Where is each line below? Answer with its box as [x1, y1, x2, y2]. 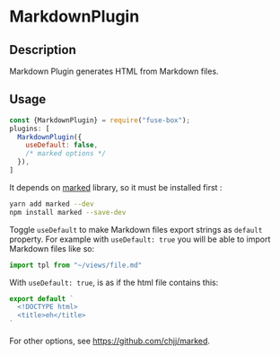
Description [9, 42, 76, 58]
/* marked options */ [25, 149, 106, 158]
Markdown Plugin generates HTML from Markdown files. [9, 66, 219, 76]
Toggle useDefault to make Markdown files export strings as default [9, 224, 263, 235]
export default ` [9, 294, 74, 303]
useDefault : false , [25, 141, 99, 150]
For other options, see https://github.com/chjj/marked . [9, 335, 211, 347]
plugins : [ [9, 124, 50, 133]
